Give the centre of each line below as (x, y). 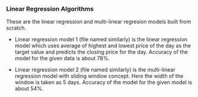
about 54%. (29, 89)
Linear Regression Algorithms (50, 9)
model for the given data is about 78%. (62, 59)
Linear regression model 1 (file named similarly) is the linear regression (101, 40)
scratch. (16, 28)
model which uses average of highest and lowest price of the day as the (103, 46)
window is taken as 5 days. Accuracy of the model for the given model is (103, 82)
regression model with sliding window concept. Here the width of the (99, 76)
